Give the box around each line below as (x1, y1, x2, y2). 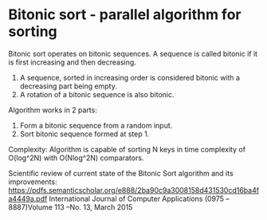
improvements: (8, 177, 57, 187)
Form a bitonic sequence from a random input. (19, 120, 173, 130)
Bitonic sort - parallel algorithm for (8, 6, 241, 24)
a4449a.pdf (8, 194, 48, 203)
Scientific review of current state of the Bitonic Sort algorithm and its (8, 168, 234, 178)
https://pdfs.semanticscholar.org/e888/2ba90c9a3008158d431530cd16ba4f (8, 185, 260, 194)
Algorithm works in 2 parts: (8, 105, 97, 115)
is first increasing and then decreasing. (8, 57, 137, 67)
